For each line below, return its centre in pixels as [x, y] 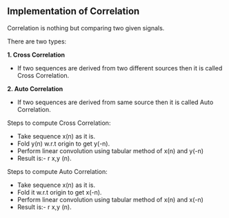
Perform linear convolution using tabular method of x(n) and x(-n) [110, 199]
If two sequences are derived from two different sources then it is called [120, 68]
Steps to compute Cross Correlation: [59, 123]
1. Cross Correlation [36, 54]
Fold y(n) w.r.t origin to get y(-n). [63, 143]
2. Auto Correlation [35, 88]
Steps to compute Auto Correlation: [58, 171]
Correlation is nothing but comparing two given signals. [86, 28]
